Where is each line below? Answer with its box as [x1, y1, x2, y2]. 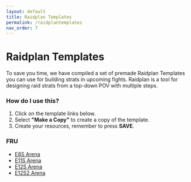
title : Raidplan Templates [6, 14, 72, 20]
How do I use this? [6, 97, 60, 105]
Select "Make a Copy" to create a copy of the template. [14, 116, 150, 123]
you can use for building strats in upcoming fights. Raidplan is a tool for [6, 76, 178, 83]
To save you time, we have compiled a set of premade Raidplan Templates [6, 70, 186, 77]
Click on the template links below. [14, 110, 96, 117]
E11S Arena [14, 157, 42, 164]
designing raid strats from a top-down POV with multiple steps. [6, 82, 158, 89]
